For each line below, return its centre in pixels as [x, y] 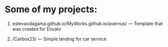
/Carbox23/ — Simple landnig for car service [59, 39]
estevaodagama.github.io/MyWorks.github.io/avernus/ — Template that [87, 24]
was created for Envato [37, 29]
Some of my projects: [51, 9]
